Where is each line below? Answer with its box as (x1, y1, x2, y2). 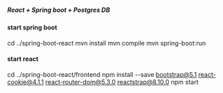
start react (7, 55, 38, 63)
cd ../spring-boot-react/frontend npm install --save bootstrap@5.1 (7, 70, 197, 78)
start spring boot (7, 23, 57, 31)
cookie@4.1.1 (7, 78, 44, 86)
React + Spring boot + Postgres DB (7, 6, 110, 14)
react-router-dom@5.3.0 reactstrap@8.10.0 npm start (45, 78, 199, 86)
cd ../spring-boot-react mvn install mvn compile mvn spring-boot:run (7, 38, 206, 47)
